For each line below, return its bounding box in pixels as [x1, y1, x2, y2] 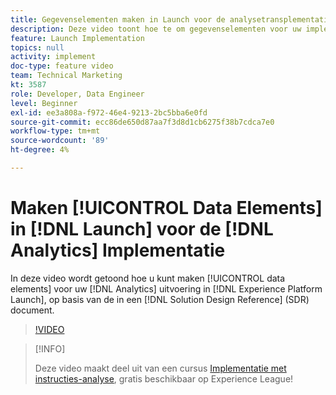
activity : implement [10, 52, 97, 62]
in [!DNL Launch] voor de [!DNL [10, 218, 274, 241]
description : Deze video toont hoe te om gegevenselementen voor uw [10, 24, 302, 34]
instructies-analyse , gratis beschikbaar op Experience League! [34, 372, 294, 385]
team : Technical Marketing [10, 71, 123, 81]
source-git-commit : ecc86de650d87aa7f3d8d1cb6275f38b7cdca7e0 [10, 117, 275, 127]
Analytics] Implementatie [10, 239, 226, 262]
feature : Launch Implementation [10, 33, 145, 43]
